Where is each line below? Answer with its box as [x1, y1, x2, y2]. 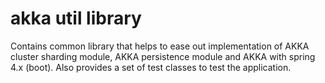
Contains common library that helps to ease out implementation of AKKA [10, 40, 310, 52]
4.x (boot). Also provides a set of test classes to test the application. [10, 61, 292, 73]
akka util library [10, 7, 142, 30]
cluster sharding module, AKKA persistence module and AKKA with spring [10, 50, 316, 62]
